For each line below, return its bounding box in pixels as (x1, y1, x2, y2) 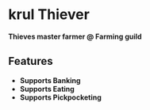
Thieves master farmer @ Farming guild (8, 32, 142, 41)
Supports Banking (19, 75, 81, 85)
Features (8, 55, 53, 68)
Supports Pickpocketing (19, 93, 102, 102)
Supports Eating (19, 84, 75, 93)
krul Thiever (8, 6, 90, 24)
